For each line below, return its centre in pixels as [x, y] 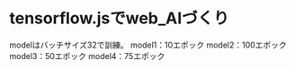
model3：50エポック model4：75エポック [87, 56]
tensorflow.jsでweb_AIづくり [119, 18]
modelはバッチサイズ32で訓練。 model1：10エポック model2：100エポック [148, 45]
